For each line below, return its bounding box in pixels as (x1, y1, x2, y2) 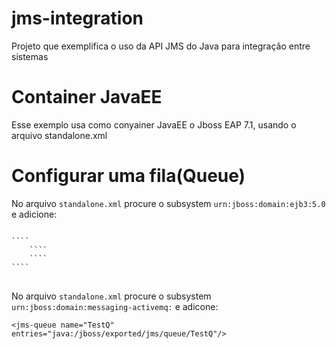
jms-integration (11, 7, 144, 30)
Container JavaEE (11, 86, 163, 109)
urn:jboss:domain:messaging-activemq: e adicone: (11, 300, 219, 312)
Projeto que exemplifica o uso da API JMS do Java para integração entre (11, 40, 311, 52)
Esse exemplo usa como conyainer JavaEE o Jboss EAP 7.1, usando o (11, 118, 297, 131)
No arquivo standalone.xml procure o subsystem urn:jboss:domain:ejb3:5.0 (11, 197, 326, 209)
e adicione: (11, 208, 58, 220)
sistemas (11, 50, 49, 62)
